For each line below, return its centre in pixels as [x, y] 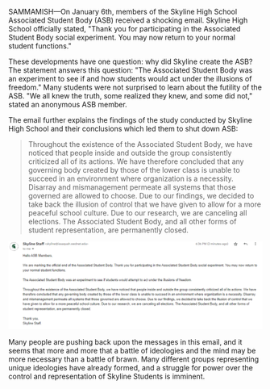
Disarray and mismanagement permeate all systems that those [132, 187]
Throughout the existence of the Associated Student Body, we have [140, 144]
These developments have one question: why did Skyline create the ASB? [131, 61]
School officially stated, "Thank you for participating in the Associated [125, 29]
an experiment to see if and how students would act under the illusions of [130, 79]
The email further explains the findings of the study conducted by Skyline [130, 120]
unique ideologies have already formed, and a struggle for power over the [131, 367]
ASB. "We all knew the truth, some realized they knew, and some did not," [131, 96]
